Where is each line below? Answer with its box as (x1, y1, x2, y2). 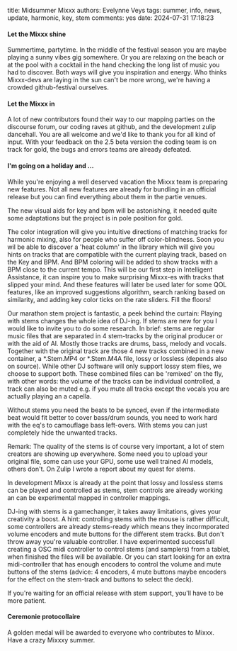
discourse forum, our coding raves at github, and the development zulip (7, 123, 216, 131)
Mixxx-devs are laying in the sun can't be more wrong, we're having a (7, 76, 211, 84)
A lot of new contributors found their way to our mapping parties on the (7, 115, 216, 123)
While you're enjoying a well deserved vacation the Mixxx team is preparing (7, 177, 229, 186)
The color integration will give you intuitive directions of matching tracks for (7, 227, 228, 236)
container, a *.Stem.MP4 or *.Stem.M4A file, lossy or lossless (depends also (7, 354, 228, 362)
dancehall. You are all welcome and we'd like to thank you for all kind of (7, 130, 216, 139)
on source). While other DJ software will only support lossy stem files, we (7, 362, 222, 370)
